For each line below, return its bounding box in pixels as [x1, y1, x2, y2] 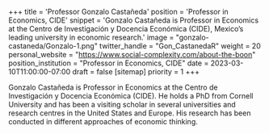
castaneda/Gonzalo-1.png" [8, 41, 99, 51]
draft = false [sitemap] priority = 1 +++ [72, 67, 200, 76]
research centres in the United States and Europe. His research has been [8, 108, 251, 118]
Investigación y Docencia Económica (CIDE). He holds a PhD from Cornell [8, 91, 254, 100]
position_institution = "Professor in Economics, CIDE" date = [8, 58, 209, 68]
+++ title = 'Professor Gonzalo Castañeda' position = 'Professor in [8, 7, 229, 16]
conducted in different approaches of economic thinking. [8, 117, 198, 126]
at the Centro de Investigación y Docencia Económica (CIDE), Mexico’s [8, 24, 244, 33]
